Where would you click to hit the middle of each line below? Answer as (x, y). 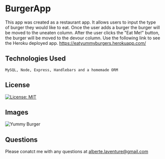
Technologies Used (35, 59)
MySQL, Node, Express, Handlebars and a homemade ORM (62, 70)
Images (17, 112)
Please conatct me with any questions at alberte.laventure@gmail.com (77, 152)
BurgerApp (28, 9)
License (18, 85)
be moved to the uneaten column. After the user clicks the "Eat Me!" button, (82, 32)
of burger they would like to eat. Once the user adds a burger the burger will (82, 27)
